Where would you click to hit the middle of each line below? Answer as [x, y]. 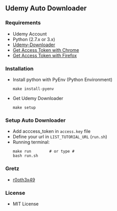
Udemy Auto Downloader [46, 8]
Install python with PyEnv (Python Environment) [63, 79]
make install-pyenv [33, 89]
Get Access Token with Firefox [45, 55]
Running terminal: [31, 142]
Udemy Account [30, 34]
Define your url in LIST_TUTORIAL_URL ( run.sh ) [60, 137]
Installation [20, 68]
